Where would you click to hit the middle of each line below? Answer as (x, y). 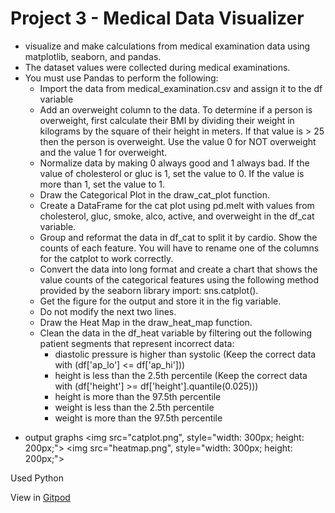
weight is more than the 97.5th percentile (138, 418)
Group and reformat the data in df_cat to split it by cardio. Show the (178, 237)
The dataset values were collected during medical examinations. (157, 67)
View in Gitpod (40, 497)
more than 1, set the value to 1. (102, 184)
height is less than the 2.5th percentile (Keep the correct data (181, 375)
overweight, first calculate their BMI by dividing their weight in (167, 120)
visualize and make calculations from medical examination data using (167, 46)
